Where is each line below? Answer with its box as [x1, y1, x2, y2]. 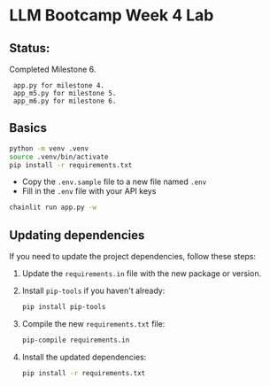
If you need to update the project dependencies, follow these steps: [9, 251, 257, 262]
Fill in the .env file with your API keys [21, 186, 157, 197]
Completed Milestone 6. [9, 64, 96, 74]
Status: [9, 41, 50, 56]
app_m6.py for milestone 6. [12, 96, 117, 105]
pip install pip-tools [21, 303, 106, 312]
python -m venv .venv [9, 143, 89, 153]
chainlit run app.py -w [9, 203, 97, 212]
